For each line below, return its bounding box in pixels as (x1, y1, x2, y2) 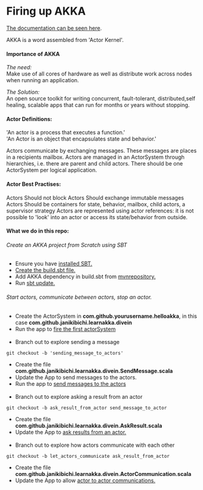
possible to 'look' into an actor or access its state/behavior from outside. (6, 213, 188, 220)
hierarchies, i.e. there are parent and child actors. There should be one (6, 160, 184, 167)
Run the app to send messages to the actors (15, 380, 126, 387)
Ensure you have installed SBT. (15, 260, 93, 267)
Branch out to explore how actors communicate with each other (15, 441, 175, 449)
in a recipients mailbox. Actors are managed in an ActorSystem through (6, 153, 185, 161)
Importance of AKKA (6, 50, 60, 57)
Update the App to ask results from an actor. (15, 428, 126, 436)
